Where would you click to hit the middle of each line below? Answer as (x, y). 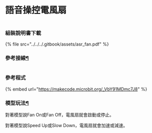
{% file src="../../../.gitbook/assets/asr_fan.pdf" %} (57, 44)
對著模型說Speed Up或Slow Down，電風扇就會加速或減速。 (66, 125)
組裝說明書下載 (23, 33)
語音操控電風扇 (36, 10)
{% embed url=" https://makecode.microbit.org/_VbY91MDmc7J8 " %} (76, 89)
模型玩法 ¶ (17, 103)
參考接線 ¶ (17, 58)
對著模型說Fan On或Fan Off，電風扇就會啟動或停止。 (59, 115)
